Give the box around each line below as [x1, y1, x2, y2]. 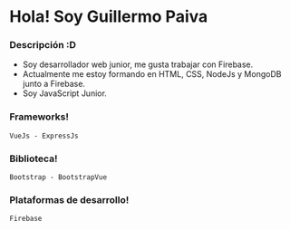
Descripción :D [9, 39, 77, 52]
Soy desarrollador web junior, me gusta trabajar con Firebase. [22, 59, 254, 70]
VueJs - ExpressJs [9, 131, 79, 140]
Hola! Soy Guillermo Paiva [9, 6, 208, 27]
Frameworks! [9, 110, 70, 123]
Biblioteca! [9, 152, 58, 165]
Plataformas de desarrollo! [9, 194, 130, 206]
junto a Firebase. [22, 79, 86, 90]
